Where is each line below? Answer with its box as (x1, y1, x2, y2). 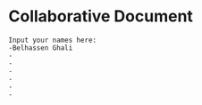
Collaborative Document (8, 6, 194, 27)
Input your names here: (8, 36, 97, 44)
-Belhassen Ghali (8, 43, 73, 52)
